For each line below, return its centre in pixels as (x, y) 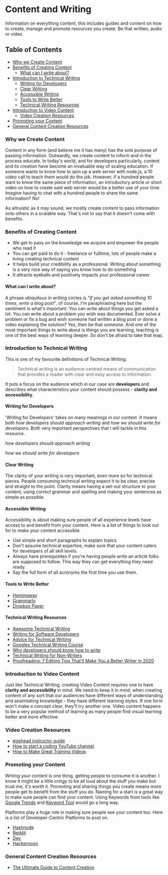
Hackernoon (25, 843)
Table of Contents (34, 50)
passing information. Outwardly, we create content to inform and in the (78, 156)
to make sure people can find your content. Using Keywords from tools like (82, 797)
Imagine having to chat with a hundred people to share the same (72, 193)
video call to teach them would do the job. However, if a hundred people (80, 177)
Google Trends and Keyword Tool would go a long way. (62, 802)
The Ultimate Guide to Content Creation (53, 867)
